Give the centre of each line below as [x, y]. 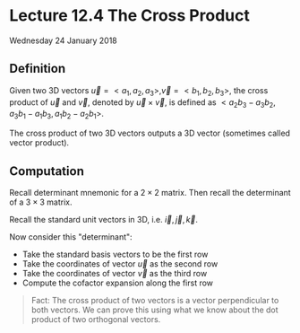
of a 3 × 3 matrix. [41, 202]
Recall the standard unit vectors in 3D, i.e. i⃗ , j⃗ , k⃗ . [104, 219]
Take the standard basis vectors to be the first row [115, 254]
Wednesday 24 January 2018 [64, 40]
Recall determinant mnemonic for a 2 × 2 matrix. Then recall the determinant [150, 192]
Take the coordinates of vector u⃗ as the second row [120, 263]
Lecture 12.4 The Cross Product [130, 16]
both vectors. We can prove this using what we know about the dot [155, 310]
